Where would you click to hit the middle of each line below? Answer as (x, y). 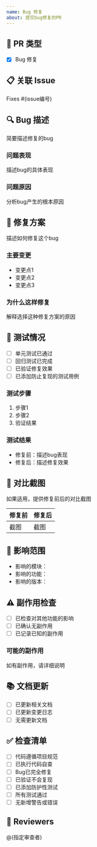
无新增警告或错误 (36, 802)
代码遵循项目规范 (36, 757)
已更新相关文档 (34, 704)
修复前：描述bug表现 (41, 454)
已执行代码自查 (34, 764)
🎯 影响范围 (26, 550)
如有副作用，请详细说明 (35, 665)
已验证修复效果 (34, 369)
